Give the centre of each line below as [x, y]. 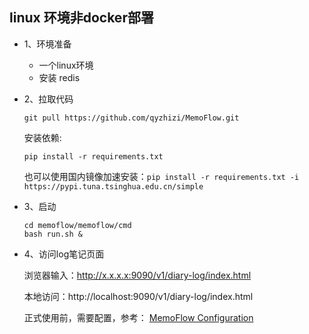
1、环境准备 [47, 44]
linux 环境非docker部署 [81, 18]
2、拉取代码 [48, 99]
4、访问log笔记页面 [64, 254]
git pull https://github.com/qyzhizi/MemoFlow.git [131, 118]
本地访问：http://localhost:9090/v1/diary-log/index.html [138, 296]
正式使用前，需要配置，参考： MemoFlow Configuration [138, 317]
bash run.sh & [53, 234]
